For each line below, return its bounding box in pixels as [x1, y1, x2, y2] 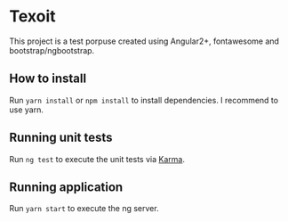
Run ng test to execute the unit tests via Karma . [9, 153, 185, 164]
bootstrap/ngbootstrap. [9, 45, 95, 55]
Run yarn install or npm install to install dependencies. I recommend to [9, 95, 278, 105]
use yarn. [9, 104, 44, 115]
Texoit [9, 6, 56, 27]
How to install [9, 71, 87, 86]
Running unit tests [9, 130, 113, 145]
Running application [9, 179, 124, 194]
